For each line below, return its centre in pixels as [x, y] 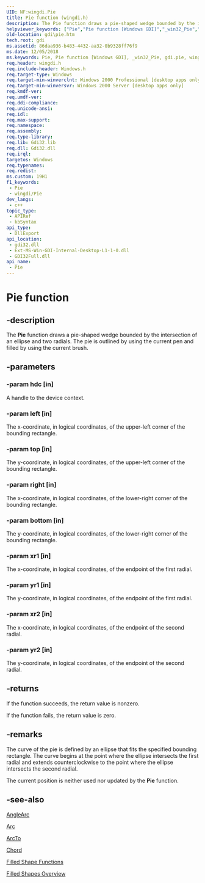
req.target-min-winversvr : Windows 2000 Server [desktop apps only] [95, 86]
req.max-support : [28, 120]
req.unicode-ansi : [30, 108]
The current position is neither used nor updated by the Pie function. [92, 780]
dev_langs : [20, 199]
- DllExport [24, 233]
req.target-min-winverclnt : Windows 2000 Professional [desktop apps [97, 80]
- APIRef [20, 216]
